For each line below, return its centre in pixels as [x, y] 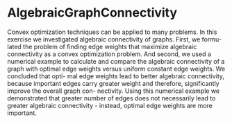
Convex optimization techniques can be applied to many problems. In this [112, 32]
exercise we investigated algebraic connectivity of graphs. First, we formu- [115, 39]
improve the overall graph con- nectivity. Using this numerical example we [114, 91]
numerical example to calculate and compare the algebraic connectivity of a [116, 61]
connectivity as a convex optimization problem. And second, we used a [109, 54]
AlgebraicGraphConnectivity [92, 13]
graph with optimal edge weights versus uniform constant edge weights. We [116, 69]
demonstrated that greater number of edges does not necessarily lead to [111, 98]
